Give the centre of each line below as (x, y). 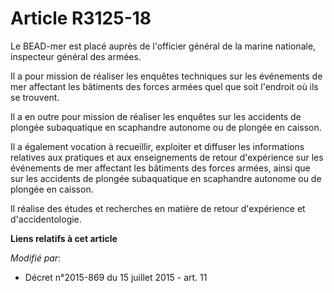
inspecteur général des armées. (76, 56)
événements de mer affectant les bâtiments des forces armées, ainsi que (160, 168)
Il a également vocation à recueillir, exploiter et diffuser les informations (157, 146)
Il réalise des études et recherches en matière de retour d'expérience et (158, 208)
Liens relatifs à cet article (64, 238)
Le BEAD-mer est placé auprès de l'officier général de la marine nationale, (163, 46)
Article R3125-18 (81, 18)
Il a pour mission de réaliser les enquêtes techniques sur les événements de (166, 76)
